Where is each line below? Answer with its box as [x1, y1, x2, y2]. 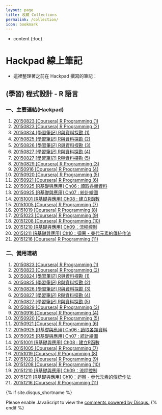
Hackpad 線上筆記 [6, 55, 83, 67]
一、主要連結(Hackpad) [6, 106, 64, 113]
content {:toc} [13, 36, 43, 42]
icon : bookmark [6, 21, 38, 27]
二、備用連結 [6, 250, 38, 257]
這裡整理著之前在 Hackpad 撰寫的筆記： [13, 73, 97, 79]
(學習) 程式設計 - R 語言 [6, 89, 78, 98]
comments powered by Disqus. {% [84, 399, 157, 406]
